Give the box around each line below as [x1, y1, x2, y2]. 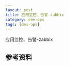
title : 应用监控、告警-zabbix [5, 12, 64, 17]
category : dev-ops [5, 17, 44, 22]
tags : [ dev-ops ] [5, 21, 40, 27]
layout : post [5, 7, 33, 13]
